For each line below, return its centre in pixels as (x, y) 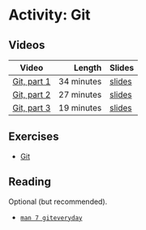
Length (88, 68)
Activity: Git (49, 15)
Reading (30, 182)
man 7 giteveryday (51, 218)
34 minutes (80, 81)
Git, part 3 (32, 108)
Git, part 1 (32, 81)
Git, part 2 (32, 95)
